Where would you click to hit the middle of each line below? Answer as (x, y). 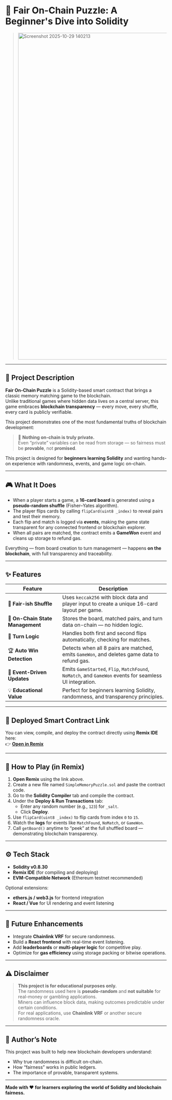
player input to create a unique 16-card (110, 604)
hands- (159, 458)
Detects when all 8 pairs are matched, (108, 648)
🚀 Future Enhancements (44, 924)
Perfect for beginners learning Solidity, (109, 690)
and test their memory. (37, 516)
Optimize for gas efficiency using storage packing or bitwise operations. (89, 952)
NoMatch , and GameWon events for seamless (112, 676)
